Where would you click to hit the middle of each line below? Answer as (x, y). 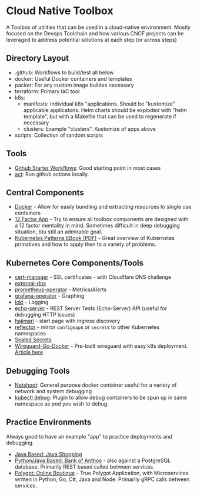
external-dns (30, 284)
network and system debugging (53, 391)
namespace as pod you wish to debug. (61, 404)
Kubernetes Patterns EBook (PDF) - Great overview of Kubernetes (94, 238)
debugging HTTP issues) (45, 315)
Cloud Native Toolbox (60, 11)
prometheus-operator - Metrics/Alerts (61, 289)
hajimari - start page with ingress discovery (67, 321)
